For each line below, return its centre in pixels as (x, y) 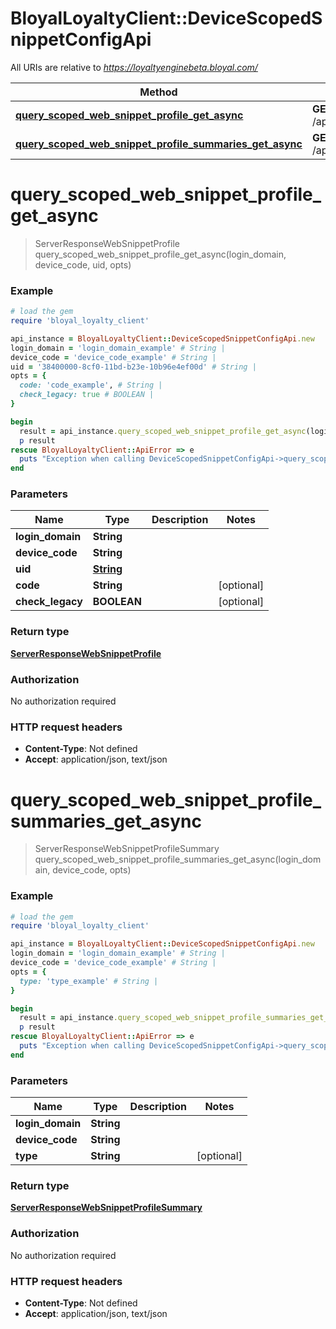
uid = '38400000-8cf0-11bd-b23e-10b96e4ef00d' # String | (133, 367)
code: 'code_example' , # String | (91, 385)
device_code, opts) (92, 870)
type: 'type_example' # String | (89, 981)
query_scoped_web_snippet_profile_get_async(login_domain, (160, 254)
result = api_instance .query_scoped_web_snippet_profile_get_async (163, 431)
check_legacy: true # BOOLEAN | (87, 395)
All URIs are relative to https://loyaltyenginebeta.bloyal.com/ (134, 67)
